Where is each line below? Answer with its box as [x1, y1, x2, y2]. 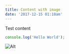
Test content [5, 25, 31, 31]
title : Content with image [5, 7, 61, 12]
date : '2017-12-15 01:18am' [5, 12, 63, 17]
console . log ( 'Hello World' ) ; [5, 35, 65, 40]
